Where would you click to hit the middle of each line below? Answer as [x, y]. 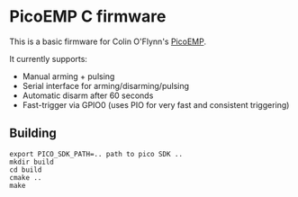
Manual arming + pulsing [68, 76]
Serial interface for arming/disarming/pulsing [106, 85]
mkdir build [32, 162]
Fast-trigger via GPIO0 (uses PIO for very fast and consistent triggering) [156, 104]
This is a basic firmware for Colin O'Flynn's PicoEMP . [108, 41]
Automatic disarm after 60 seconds [88, 95]
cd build [26, 170]
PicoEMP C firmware [88, 17]
